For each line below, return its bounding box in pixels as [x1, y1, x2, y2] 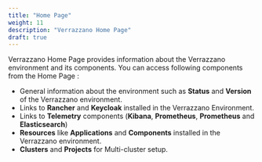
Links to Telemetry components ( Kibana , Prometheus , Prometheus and [19, 111, 255, 121]
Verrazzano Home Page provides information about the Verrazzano [8, 55, 226, 64]
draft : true [8, 33, 47, 41]
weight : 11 [8, 19, 44, 27]
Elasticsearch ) [19, 120, 68, 129]
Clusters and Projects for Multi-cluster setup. [19, 145, 169, 154]
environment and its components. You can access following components [8, 63, 243, 73]
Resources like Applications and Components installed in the [19, 128, 221, 138]
